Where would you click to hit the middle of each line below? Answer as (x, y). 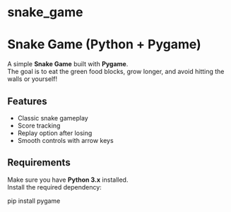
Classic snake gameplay (53, 118)
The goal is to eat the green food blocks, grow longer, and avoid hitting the (116, 72)
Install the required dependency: (55, 187)
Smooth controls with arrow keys (66, 140)
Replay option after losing (55, 133)
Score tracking (39, 125)
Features (27, 101)
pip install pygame (34, 201)
